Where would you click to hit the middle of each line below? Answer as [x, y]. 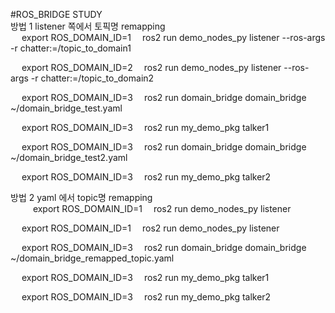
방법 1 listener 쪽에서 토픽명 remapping [88, 26]
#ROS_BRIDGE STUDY [56, 14]
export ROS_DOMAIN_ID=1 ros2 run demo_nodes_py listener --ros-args [173, 37]
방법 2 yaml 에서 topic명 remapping [81, 197]
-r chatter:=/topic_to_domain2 [92, 78]
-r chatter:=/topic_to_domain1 [71, 48]
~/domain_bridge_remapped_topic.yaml [92, 258]
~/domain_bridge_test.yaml [66, 108]
